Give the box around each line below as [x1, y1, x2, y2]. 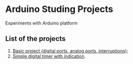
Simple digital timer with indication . [12, 53, 86, 59]
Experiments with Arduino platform [5, 20, 78, 26]
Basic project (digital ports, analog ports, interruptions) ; [12, 47, 128, 53]
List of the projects [5, 34, 66, 43]
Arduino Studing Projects [5, 3, 114, 15]
